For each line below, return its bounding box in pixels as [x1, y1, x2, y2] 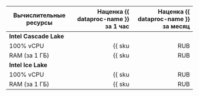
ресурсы [26, 19, 53, 27]
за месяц [162, 22, 190, 30]
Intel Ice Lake [9, 61, 47, 69]
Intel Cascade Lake [9, 32, 64, 40]
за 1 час [105, 22, 130, 30]
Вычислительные [13, 11, 66, 19]
